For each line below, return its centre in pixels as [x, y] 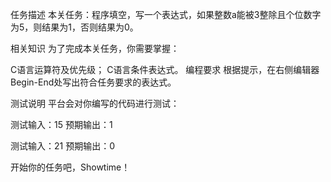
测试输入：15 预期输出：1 [61, 124]
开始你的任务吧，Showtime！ [70, 167]
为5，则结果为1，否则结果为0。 [74, 27]
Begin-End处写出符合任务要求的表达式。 [93, 82]
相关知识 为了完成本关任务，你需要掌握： [95, 48]
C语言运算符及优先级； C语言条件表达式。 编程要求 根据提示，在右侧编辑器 [165, 69]
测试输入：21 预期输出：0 [63, 146]
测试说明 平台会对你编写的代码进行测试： [95, 103]
